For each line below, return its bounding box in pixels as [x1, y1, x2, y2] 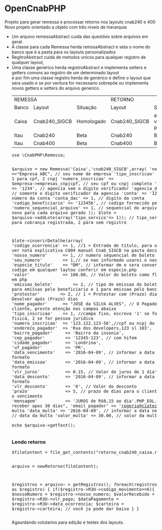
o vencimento [11, 393, 43, 399]
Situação [76, 104, 97, 111]
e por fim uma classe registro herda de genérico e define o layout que [11, 75, 151, 81]
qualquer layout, [11, 59, 44, 65]
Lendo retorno [11, 438, 46, 445]
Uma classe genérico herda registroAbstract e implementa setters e [11, 64, 147, 70]
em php [11, 276, 28, 282]
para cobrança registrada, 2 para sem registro [11, 220, 127, 225]
